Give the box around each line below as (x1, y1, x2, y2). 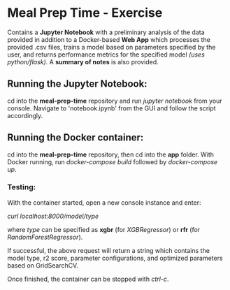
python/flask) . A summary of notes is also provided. (7, 57, 159, 66)
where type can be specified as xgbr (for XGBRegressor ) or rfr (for (7, 225, 201, 233)
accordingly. (7, 111, 43, 119)
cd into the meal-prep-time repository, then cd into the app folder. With (7, 150, 215, 159)
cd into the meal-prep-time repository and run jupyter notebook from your (7, 96, 222, 105)
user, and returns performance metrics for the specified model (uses (7, 50, 205, 59)
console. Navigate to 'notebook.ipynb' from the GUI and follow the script (7, 103, 216, 113)
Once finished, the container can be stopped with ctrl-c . (7, 275, 169, 283)
